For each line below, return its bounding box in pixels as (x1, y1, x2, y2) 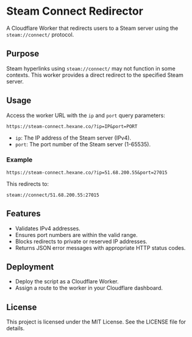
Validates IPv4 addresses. (15, 224, 80, 232)
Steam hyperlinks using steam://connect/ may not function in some (6, 65, 176, 72)
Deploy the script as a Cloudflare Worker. (15, 278, 119, 285)
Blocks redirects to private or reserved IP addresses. (15, 238, 148, 245)
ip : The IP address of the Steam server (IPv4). (15, 134, 132, 141)
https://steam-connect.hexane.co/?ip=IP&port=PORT (6, 123, 138, 129)
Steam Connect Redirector (6, 4, 143, 18)
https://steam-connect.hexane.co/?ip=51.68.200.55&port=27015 (6, 169, 168, 176)
